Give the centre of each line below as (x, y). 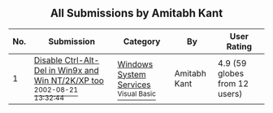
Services (134, 85)
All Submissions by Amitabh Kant (136, 13)
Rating (239, 46)
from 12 (234, 83)
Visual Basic (137, 93)
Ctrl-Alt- (82, 60)
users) (230, 93)
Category (142, 41)
